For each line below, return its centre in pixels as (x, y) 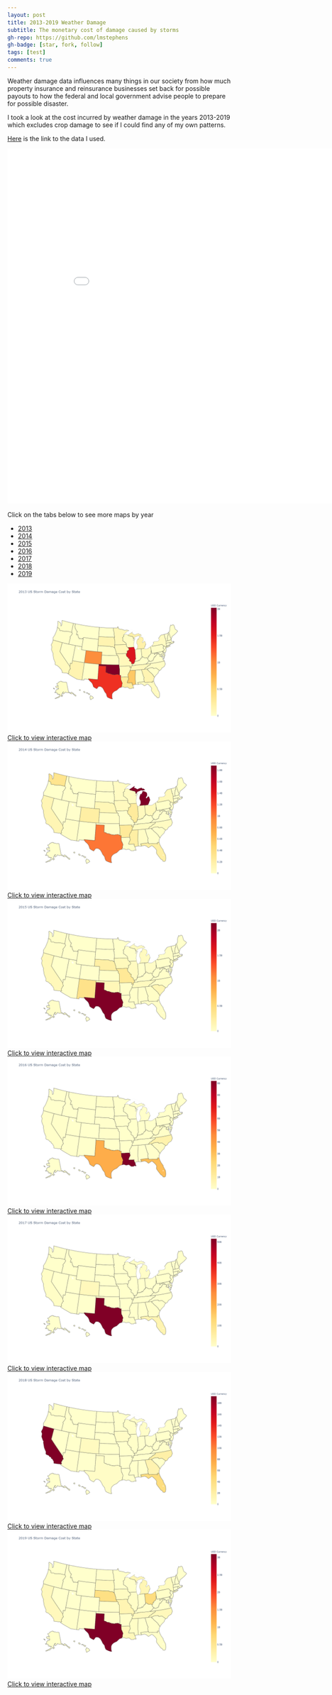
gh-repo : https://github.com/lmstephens (68, 38)
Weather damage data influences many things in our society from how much (119, 81)
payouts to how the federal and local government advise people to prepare (117, 96)
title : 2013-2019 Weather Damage (57, 22)
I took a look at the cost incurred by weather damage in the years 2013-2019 (119, 117)
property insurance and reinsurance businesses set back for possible (109, 88)
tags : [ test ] (27, 53)
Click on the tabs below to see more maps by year (81, 514)
